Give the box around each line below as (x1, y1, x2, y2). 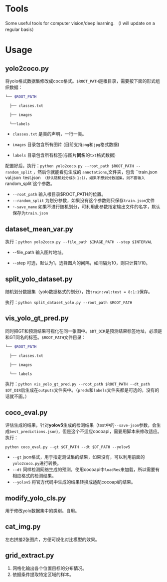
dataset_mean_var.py (5, 224, 73, 233)
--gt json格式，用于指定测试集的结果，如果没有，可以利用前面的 (12, 454, 145, 460)
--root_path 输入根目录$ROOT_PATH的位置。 (12, 191, 106, 197)
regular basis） (5, 26, 36, 32)
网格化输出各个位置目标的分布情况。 (12, 565, 87, 571)
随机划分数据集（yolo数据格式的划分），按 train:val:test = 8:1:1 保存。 (5, 288, 153, 295)
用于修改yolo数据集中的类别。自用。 (5, 508, 80, 513)
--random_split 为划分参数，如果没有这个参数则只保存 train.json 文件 (12, 197, 155, 203)
